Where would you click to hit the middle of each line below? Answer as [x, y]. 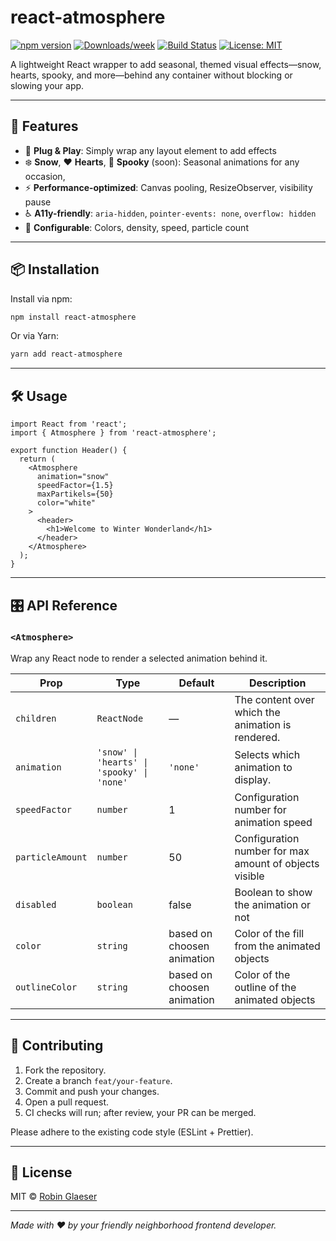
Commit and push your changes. [92, 1091]
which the [257, 712]
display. [253, 779]
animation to [263, 767]
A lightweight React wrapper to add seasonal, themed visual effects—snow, [166, 64]
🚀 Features [44, 126]
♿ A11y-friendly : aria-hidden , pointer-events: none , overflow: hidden [170, 213]
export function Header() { [69, 451]
